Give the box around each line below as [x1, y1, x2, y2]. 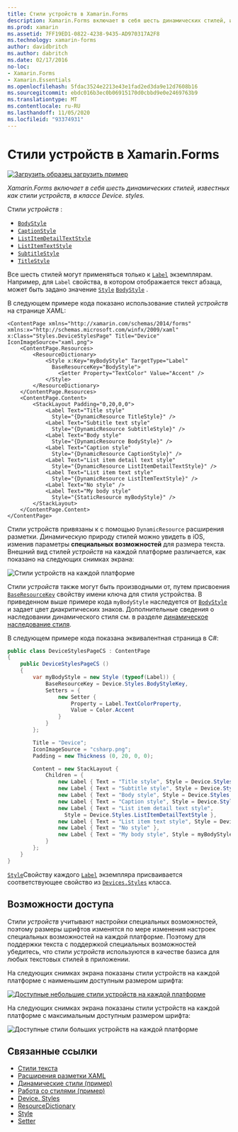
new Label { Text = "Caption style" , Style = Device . [57, 798, 220, 805]
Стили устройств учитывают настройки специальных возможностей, [7, 917, 218, 926]
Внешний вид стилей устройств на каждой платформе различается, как [7, 547, 226, 556]
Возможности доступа [7, 898, 114, 911]
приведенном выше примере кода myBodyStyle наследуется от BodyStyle [7, 597, 228, 606]
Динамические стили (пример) [17, 1079, 113, 1088]
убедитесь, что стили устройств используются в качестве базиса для [7, 947, 220, 956]
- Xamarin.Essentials [7, 76, 72, 84]
